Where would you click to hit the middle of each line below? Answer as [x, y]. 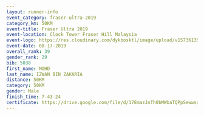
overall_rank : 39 [28, 52]
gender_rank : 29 [27, 57]
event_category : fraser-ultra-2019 [51, 18]
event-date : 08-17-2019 [36, 46]
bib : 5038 [19, 63]
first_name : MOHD [28, 68]
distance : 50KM [25, 80]
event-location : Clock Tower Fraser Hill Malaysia [72, 35]
